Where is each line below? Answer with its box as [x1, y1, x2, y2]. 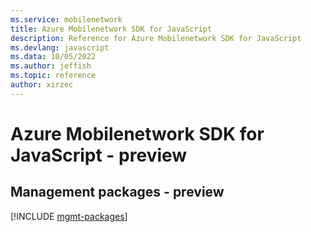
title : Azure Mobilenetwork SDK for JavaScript [10, 24, 213, 34]
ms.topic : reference [10, 71, 97, 81]
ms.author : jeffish [10, 61, 92, 71]
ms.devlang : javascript [10, 42, 110, 53]
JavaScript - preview [10, 144, 188, 166]
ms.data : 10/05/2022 [10, 52, 97, 62]
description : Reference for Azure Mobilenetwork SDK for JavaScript [10, 33, 302, 43]
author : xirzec [10, 80, 74, 90]
